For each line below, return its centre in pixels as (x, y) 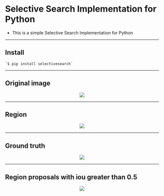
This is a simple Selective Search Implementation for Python (72, 33)
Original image (28, 83)
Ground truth (25, 146)
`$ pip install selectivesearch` (39, 64)
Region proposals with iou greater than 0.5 (71, 177)
